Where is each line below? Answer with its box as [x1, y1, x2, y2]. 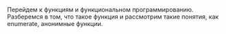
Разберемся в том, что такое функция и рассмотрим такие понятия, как [7, 13, 219, 21]
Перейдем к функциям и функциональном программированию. [7, 6, 194, 13]
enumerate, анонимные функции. [7, 20, 103, 27]
